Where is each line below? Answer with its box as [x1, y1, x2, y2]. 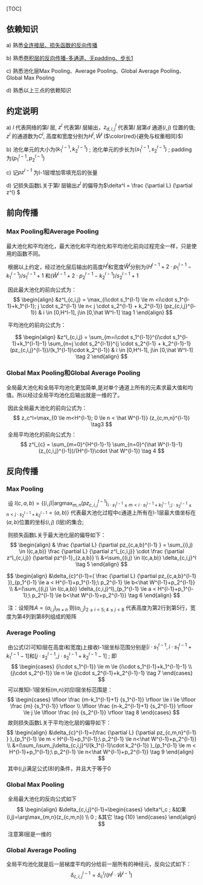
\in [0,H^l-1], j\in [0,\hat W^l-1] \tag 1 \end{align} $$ [45, 309, 173, 316]
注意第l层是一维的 [7, 830, 52, 838]
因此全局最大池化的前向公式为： [7, 404, 88, 411]
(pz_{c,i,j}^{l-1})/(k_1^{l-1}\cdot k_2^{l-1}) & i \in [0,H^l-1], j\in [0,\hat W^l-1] [10, 346, 193, 354]
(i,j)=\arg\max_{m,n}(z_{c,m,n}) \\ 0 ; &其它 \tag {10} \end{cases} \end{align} [6, 813, 197, 821]
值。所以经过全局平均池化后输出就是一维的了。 [6, 391, 123, 399]
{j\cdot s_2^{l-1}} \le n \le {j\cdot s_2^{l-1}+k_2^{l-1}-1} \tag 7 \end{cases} [10, 670, 193, 677]
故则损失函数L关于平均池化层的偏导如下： [7, 719, 112, 727]
